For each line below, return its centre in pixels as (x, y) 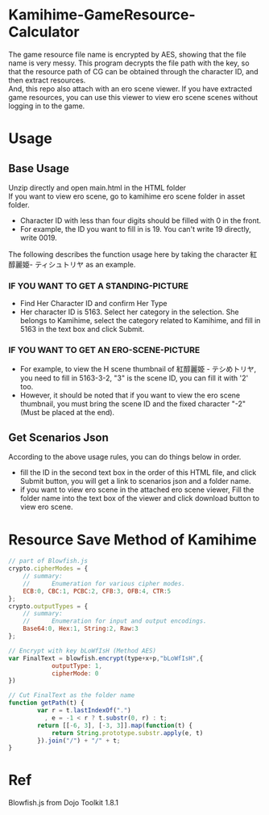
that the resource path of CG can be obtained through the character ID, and (134, 71)
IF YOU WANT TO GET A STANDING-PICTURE (99, 286)
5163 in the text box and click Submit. (82, 330)
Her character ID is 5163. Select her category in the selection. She (129, 312)
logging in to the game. (47, 106)
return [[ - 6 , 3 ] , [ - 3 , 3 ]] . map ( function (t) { (115, 725)
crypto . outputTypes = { (48, 606)
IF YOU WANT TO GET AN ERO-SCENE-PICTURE (104, 351)
